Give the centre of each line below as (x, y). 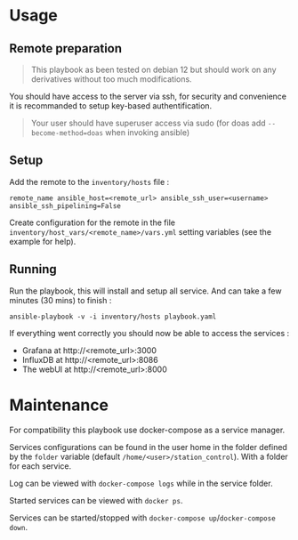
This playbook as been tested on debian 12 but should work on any (154, 69)
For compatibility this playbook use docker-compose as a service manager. (147, 430)
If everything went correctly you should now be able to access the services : (149, 333)
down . (19, 527)
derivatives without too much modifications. (112, 79)
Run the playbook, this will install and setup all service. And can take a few (145, 291)
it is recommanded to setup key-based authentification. (111, 106)
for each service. (40, 466)
